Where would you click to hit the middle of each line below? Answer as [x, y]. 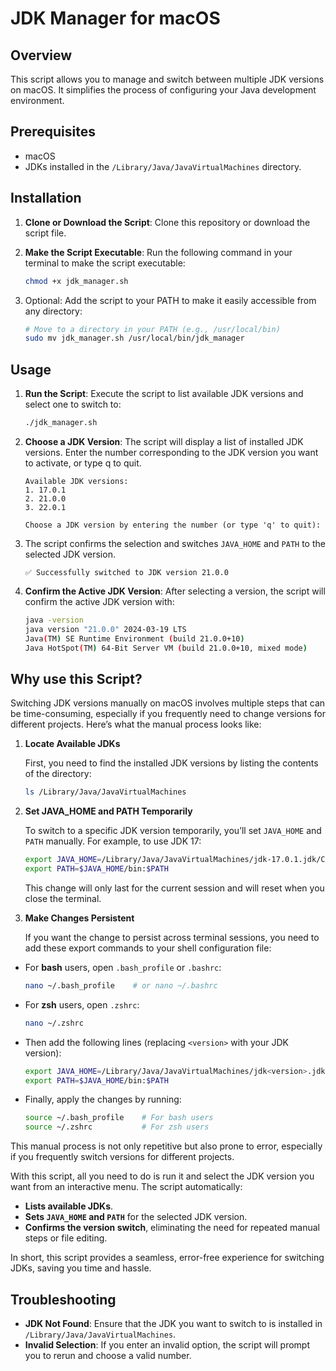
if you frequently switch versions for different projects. [122, 1157]
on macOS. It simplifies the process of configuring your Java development [163, 90]
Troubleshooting [63, 1299]
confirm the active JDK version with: [99, 601]
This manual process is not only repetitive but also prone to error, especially [166, 1146]
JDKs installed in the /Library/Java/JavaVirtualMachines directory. [163, 166]
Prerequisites [53, 132]
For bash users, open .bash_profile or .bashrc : [123, 967]
